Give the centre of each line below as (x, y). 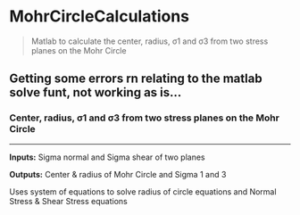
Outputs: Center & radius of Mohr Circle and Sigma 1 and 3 (118, 174)
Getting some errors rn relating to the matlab (136, 79)
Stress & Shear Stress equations (68, 201)
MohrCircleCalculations (100, 17)
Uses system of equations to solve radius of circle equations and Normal (143, 191)
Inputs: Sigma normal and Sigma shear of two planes (107, 157)
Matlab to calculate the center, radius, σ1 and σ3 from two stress (150, 41)
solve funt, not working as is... (96, 92)
